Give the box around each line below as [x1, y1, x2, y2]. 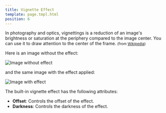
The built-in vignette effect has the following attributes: [5, 89, 118, 95]
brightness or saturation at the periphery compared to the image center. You [5, 35, 162, 41]
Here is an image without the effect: [5, 50, 79, 56]
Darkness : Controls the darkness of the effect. [12, 104, 108, 110]
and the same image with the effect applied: [5, 69, 95, 75]
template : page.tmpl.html [5, 12, 59, 17]
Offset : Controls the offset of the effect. [12, 98, 94, 104]
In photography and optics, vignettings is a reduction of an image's [5, 30, 143, 36]
